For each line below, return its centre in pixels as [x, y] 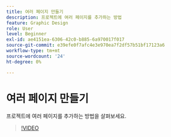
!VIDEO [30, 128]
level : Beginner [26, 34]
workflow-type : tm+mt [33, 51]
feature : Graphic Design [37, 23]
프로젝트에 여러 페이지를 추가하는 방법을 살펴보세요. [66, 116]
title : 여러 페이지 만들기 [35, 12]
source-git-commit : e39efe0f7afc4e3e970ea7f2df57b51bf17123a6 [85, 45]
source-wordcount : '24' [36, 56]
